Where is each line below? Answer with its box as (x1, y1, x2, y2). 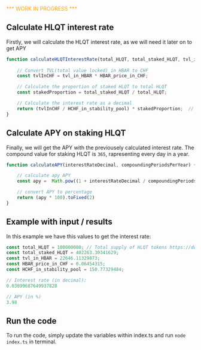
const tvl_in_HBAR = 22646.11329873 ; (6, 255, 100, 261)
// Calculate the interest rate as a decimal (17, 100, 133, 107)
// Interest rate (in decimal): (6, 277, 87, 283)
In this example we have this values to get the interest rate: (6, 233, 151, 240)
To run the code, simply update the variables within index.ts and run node (6, 332, 186, 339)
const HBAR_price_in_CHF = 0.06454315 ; (6, 261, 106, 267)
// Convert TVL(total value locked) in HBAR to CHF (17, 67, 148, 74)
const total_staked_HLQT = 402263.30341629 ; (6, 250, 119, 256)
